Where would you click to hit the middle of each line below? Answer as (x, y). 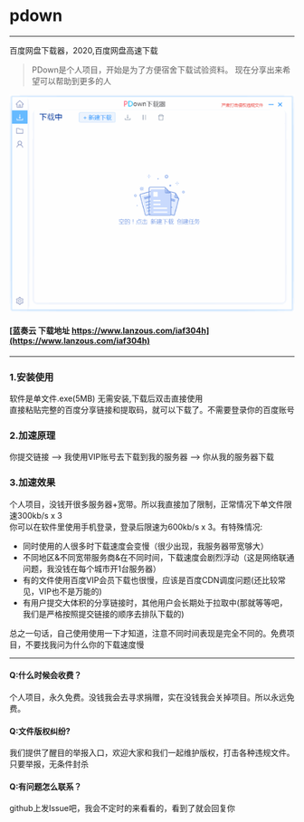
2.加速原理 (33, 435)
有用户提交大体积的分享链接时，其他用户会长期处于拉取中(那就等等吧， (155, 602)
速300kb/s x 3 (36, 515)
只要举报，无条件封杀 (49, 764)
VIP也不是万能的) (70, 591)
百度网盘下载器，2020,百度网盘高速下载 (84, 50)
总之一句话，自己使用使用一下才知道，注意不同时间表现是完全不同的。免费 (148, 633)
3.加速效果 (33, 483)
